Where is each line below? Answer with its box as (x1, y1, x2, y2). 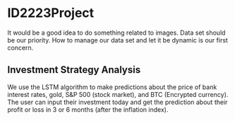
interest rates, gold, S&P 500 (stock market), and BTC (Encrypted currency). (7, 90, 229, 98)
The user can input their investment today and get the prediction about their (7, 98, 228, 106)
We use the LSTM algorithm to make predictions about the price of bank (7, 83, 217, 91)
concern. (7, 43, 34, 52)
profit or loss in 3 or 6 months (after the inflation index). (7, 105, 169, 114)
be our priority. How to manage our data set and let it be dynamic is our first (7, 35, 228, 44)
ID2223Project (7, 5, 95, 21)
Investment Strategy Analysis (7, 64, 141, 76)
